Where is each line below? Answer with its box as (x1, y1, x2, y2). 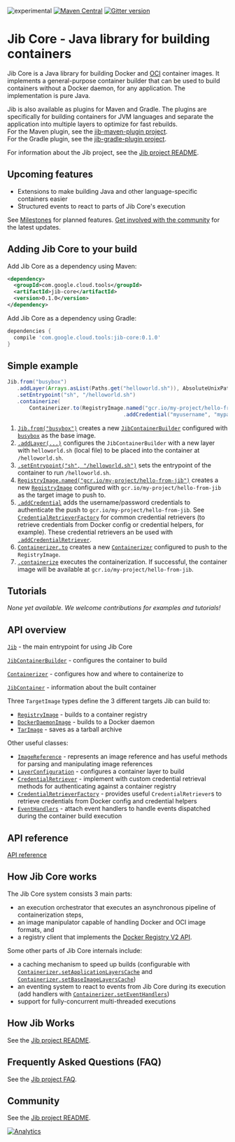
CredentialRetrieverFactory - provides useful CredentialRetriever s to (17, 789, 222, 798)
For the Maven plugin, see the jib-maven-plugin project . (7, 127, 168, 136)
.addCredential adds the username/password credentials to (17, 498, 191, 507)
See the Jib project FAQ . (7, 1075, 77, 1083)
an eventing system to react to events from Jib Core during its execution (17, 982, 226, 990)
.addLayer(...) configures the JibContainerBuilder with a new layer (17, 438, 215, 447)
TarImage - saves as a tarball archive (17, 725, 122, 734)
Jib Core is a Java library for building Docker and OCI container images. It (7, 69, 220, 77)
